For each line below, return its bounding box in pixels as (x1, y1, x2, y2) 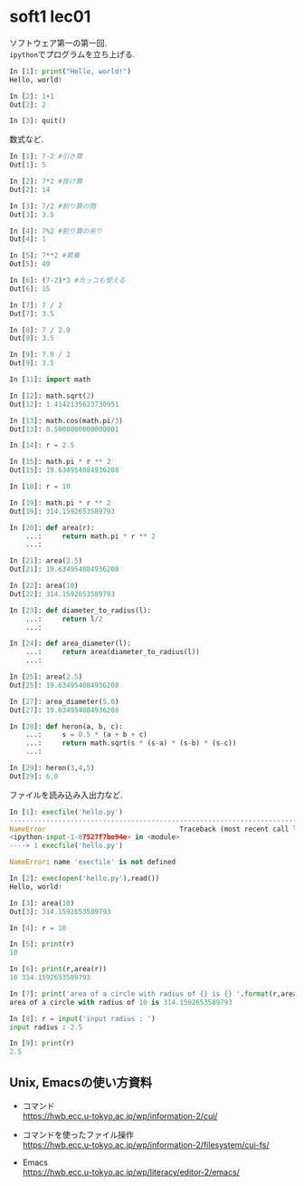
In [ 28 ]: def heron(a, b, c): (9, 722, 124, 731)
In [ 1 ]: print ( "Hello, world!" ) (9, 66, 131, 76)
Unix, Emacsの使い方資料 (9, 1075, 152, 1090)
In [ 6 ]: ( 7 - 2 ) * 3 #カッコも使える (9, 276, 126, 285)
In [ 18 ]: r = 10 (9, 482, 71, 491)
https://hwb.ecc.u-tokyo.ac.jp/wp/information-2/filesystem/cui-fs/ (22, 1140, 270, 1150)
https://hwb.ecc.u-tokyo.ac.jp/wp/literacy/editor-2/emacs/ (22, 1167, 240, 1177)
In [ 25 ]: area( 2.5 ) (9, 672, 83, 681)
